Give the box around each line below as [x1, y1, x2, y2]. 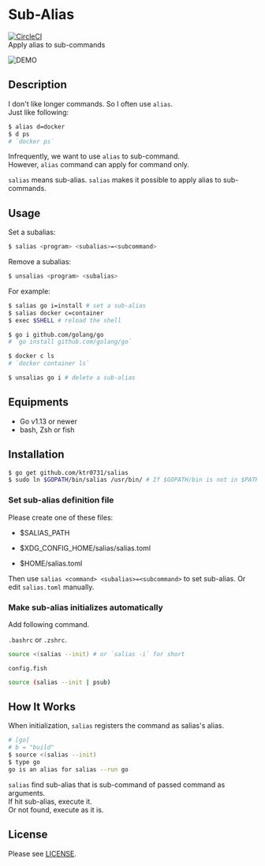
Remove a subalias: [8, 257, 72, 267]
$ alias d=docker [8, 122, 65, 131]
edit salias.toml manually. [8, 582, 95, 592]
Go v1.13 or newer [19, 416, 77, 426]
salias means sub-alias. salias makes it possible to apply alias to [8, 175, 222, 185]
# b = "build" [8, 744, 55, 752]
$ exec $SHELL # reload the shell [8, 316, 122, 324]
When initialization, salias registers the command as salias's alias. [8, 721, 225, 730]
